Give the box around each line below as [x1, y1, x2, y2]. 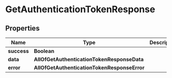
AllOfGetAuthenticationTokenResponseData [34, 56, 144, 63]
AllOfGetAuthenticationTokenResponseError [34, 64, 145, 71]
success [8, 47, 29, 55]
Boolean [34, 47, 55, 55]
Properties [5, 24, 40, 33]
